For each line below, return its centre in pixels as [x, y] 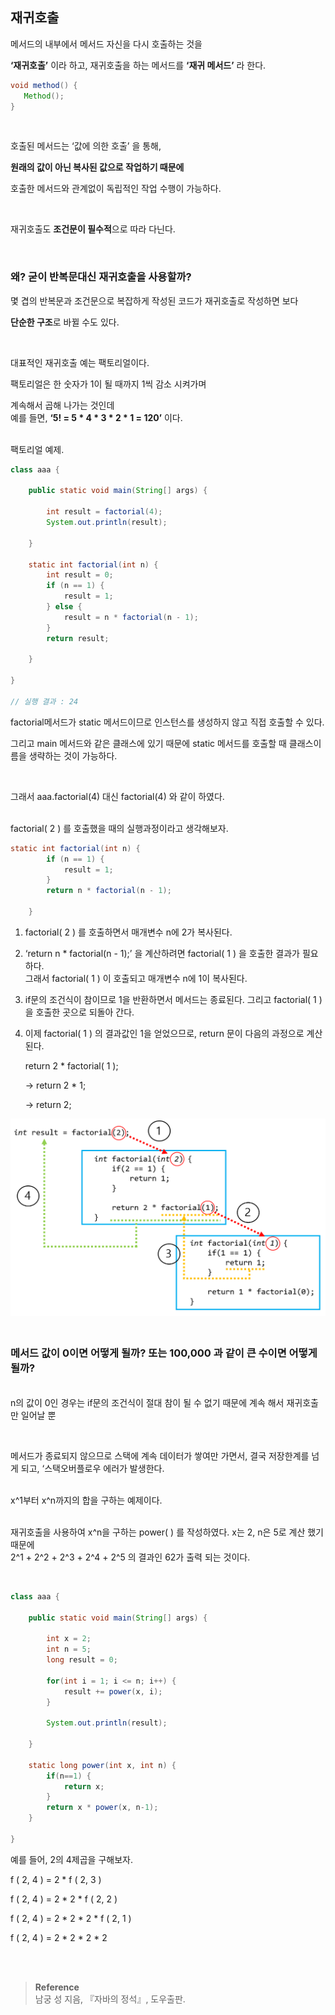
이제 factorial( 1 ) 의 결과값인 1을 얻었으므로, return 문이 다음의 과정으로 [164, 1033]
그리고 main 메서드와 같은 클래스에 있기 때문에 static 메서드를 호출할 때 [148, 743]
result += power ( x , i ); [113, 1691]
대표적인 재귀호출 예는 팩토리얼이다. [80, 362]
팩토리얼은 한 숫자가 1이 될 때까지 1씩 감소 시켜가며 [108, 384]
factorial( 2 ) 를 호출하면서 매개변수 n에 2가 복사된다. [128, 932]
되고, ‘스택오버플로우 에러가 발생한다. [92, 1468]
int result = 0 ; [80, 575]
